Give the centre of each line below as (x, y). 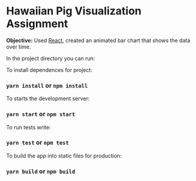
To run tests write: (28, 127)
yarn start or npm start (41, 114)
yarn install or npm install (47, 85)
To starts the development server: (48, 99)
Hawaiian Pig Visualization (74, 11)
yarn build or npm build (41, 171)
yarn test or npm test (37, 143)
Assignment (37, 24)
